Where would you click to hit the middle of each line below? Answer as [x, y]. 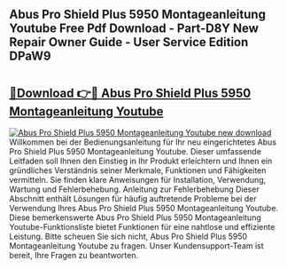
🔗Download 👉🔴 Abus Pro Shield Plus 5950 [130, 93]
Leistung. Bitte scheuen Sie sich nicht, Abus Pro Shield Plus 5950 [128, 236]
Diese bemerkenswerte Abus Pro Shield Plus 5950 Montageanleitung [135, 218]
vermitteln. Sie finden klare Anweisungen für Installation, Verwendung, [138, 180]
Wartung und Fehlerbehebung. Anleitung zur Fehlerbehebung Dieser [134, 189]
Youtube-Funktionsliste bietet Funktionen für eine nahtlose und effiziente [142, 227]
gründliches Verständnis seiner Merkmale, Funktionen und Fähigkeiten [138, 170]
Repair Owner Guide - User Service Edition [129, 42]
